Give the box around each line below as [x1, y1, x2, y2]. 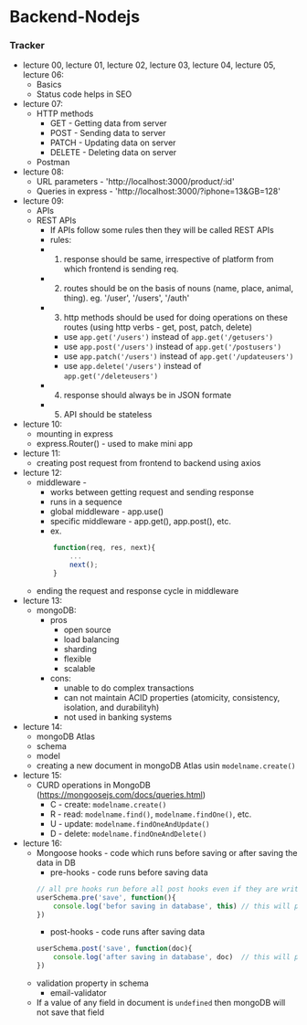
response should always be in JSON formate [63, 390, 232, 401]
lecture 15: [22, 769, 62, 780]
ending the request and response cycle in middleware [36, 585, 239, 596]
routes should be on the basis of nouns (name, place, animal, [63, 283, 294, 294]
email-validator [49, 988, 107, 999]
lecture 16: [22, 838, 62, 849]
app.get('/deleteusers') [63, 372, 158, 381]
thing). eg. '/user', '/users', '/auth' [63, 292, 190, 303]
